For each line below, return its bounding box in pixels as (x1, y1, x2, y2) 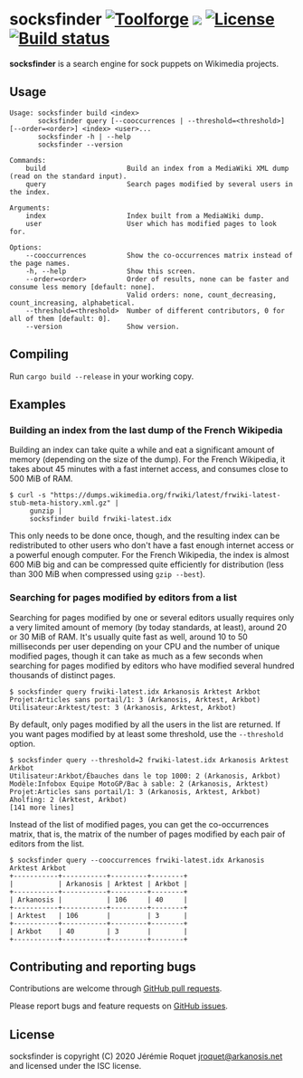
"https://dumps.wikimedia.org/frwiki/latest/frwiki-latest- (49, 491, 281, 500)
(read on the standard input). (9, 172, 128, 181)
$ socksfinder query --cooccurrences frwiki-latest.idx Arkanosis (9, 856, 265, 865)
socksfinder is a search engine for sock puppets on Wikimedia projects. (9, 58, 279, 69)
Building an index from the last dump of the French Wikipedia (9, 423, 283, 436)
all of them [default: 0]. (9, 314, 111, 323)
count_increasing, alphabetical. (9, 298, 136, 307)
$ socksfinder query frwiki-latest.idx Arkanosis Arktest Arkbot (9, 687, 260, 696)
